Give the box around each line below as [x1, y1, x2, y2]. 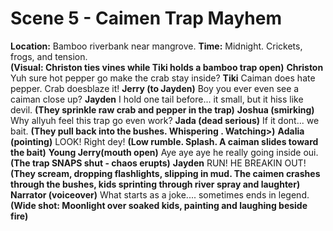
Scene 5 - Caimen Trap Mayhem [10, 7, 282, 30]
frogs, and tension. [10, 50, 88, 62]
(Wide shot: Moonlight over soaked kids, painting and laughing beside [10, 199, 308, 211]
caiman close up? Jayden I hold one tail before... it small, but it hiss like [10, 93, 304, 105]
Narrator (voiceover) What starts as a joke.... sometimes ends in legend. [10, 188, 310, 201]
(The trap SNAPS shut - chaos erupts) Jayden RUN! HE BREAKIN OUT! [10, 157, 307, 169]
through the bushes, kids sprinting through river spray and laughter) [10, 178, 301, 190]
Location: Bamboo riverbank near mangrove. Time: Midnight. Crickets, [10, 40, 303, 52]
